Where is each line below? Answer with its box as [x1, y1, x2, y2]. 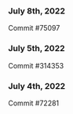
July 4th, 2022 [8, 80, 66, 91]
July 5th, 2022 [8, 43, 65, 54]
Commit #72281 [8, 98, 60, 108]
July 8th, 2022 [8, 6, 65, 17]
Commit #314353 [8, 61, 64, 70]
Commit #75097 [8, 24, 60, 33]
